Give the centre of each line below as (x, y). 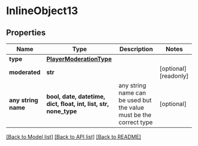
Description (136, 49)
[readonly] (174, 76)
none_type (62, 111)
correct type (136, 122)
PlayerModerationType (79, 59)
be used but (135, 100)
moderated (25, 72)
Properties (26, 33)
